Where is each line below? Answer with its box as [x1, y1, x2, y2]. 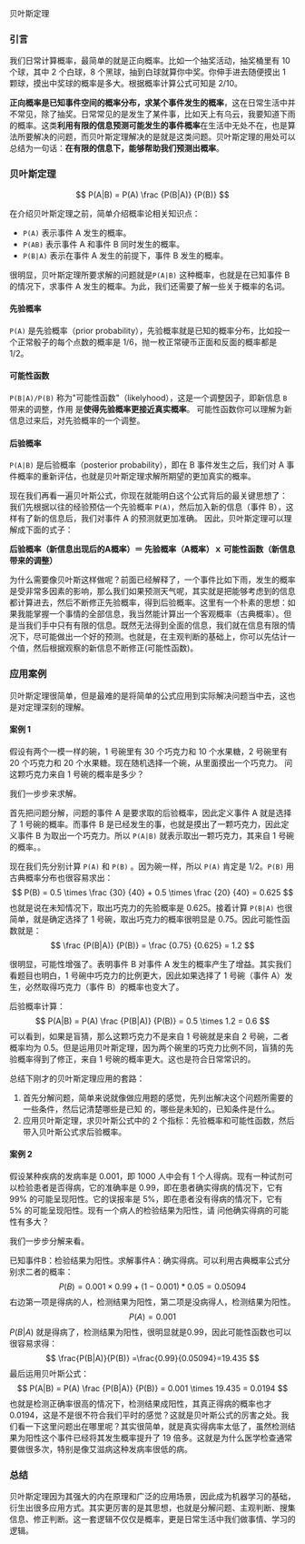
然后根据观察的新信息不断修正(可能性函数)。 [33, 642, 199, 653]
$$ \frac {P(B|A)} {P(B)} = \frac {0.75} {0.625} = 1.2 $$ [50, 940, 255, 951]
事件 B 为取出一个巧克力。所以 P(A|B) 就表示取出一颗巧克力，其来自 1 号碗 [16, 830, 295, 841]
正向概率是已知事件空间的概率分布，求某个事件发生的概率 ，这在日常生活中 [9, 97, 288, 108]
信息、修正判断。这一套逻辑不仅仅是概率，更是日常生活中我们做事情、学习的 [9, 1514, 296, 1525]
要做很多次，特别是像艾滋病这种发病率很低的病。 [9, 1443, 192, 1454]
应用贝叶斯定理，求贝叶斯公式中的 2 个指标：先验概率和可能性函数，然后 [22, 1115, 295, 1125]
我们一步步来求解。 [9, 788, 82, 799]
